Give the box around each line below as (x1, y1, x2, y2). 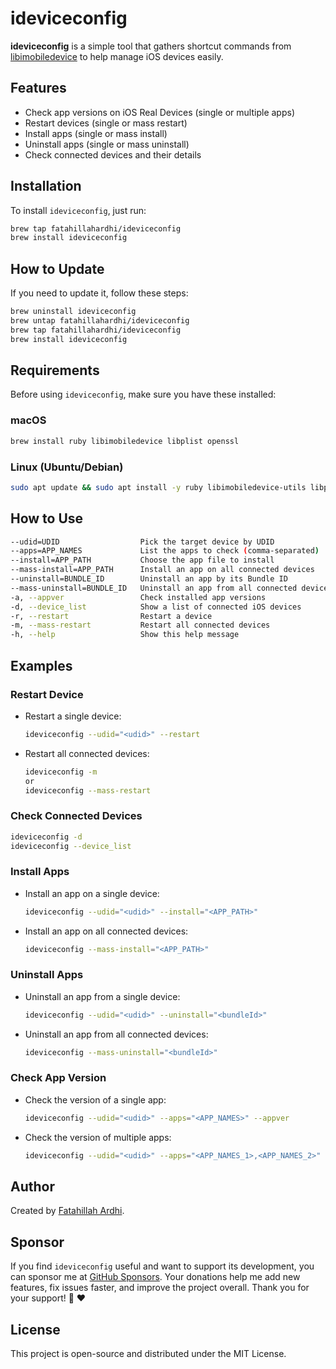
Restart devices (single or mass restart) (24, 117, 188, 129)
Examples (10, 657, 73, 674)
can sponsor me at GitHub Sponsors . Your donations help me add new (10, 1271, 301, 1283)
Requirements (10, 362, 100, 379)
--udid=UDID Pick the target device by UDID (10, 537, 275, 547)
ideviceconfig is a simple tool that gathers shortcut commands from (10, 40, 292, 52)
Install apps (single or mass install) (24, 127, 168, 139)
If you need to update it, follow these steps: (10, 287, 189, 299)
